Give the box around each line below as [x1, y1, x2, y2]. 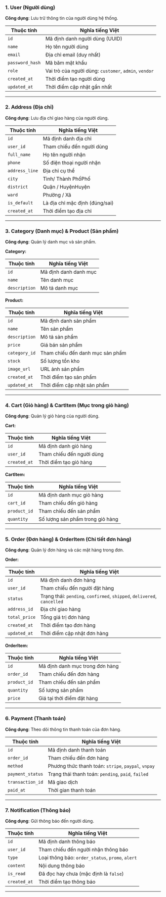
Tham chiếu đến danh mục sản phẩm [40, 349, 126, 356]
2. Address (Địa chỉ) [5, 103, 54, 110]
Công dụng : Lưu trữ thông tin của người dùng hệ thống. [5, 15, 119, 21]
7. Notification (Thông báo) [5, 806, 71, 813]
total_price [7, 614, 36, 620]
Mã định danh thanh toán [47, 747, 106, 753]
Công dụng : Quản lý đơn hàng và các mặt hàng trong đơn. [5, 547, 124, 553]
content [7, 863, 26, 869]
